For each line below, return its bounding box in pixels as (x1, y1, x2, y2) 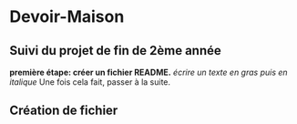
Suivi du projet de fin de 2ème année (9, 43, 221, 58)
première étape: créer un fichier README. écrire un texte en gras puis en (9, 67, 289, 77)
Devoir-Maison (9, 6, 125, 27)
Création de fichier (9, 103, 118, 119)
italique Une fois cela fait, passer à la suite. (9, 77, 171, 88)
